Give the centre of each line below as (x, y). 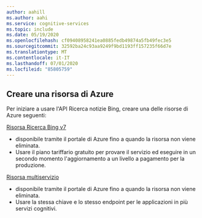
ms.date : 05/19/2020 (33, 35)
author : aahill (26, 12)
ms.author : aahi (27, 18)
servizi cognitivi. (36, 209)
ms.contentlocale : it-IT (38, 58)
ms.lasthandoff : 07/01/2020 (42, 63)
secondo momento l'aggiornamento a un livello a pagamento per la (100, 159)
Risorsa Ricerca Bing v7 (36, 127)
